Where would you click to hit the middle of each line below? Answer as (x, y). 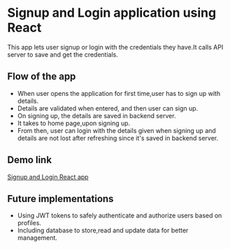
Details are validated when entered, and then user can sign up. (108, 108)
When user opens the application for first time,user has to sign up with (119, 93)
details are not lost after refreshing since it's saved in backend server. (118, 138)
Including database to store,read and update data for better (103, 230)
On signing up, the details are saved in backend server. (96, 115)
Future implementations (60, 198)
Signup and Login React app (48, 177)
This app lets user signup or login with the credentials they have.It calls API (115, 47)
